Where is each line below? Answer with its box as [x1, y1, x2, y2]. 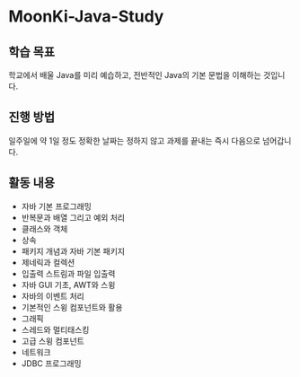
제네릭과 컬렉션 [21, 257, 75, 267]
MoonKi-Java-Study [8, 6, 164, 27]
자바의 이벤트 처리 [21, 290, 84, 302]
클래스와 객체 [21, 223, 68, 234]
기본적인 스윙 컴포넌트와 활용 [21, 302, 123, 312]
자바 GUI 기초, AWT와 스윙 [21, 279, 116, 290]
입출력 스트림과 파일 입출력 [21, 267, 116, 279]
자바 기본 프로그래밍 [21, 200, 92, 212]
